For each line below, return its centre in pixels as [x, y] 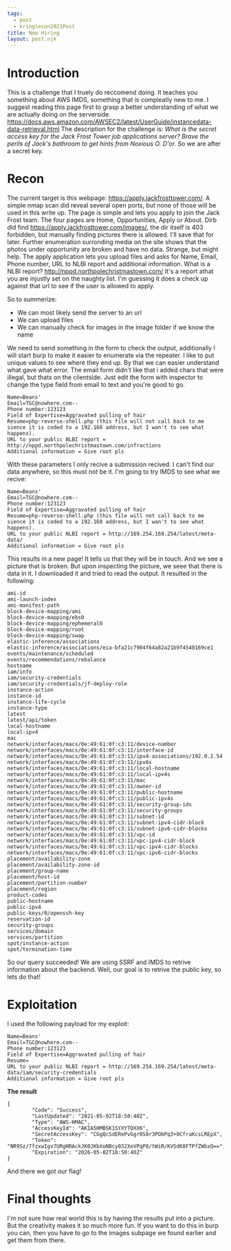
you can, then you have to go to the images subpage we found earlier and [112, 1232]
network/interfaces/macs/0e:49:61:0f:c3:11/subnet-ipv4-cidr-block [106, 823]
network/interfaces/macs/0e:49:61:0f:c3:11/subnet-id [86, 817]
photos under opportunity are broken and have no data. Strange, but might [113, 249]
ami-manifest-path [33, 606]
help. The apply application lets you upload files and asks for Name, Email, [112, 257]
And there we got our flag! [44, 1171]
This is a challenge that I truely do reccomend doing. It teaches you [102, 92]
